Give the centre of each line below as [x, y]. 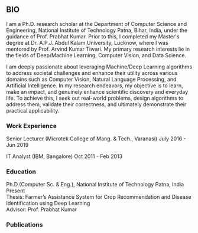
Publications [25, 225]
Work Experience [32, 126]
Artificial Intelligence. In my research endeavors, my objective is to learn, [95, 86]
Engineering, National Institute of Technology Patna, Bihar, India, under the [97, 30]
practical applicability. [33, 110]
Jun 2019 [17, 145]
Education [21, 172]
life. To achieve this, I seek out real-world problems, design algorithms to [95, 98]
